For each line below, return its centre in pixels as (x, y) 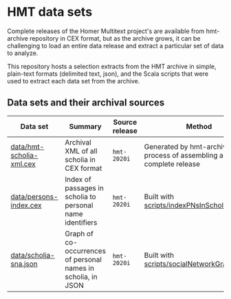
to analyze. (23, 53)
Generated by (166, 147)
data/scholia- (33, 255)
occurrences (86, 251)
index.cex (26, 205)
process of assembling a (184, 155)
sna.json (24, 264)
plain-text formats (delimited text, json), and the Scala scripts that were (108, 74)
